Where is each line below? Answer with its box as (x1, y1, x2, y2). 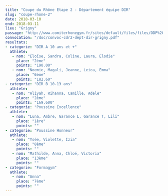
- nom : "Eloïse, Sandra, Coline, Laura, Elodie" (11, 53, 115, 59)
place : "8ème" (16, 142, 46, 147)
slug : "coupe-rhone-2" (5, 12, 52, 17)
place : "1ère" (16, 118, 46, 124)
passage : (5, 30, 23, 35)
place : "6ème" (16, 72, 46, 77)
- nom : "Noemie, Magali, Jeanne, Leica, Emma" (11, 68, 111, 73)
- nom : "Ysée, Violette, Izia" (11, 137, 77, 142)
